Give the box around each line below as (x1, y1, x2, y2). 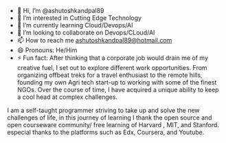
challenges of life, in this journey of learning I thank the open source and (7, 113, 212, 122)
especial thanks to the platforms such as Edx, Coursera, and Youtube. (7, 128, 205, 136)
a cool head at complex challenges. (16, 93, 118, 101)
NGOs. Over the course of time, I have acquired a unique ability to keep (16, 86, 219, 93)
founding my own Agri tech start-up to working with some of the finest (16, 78, 217, 86)
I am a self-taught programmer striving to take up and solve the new (7, 107, 201, 114)
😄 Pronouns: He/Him (16, 46, 78, 54)
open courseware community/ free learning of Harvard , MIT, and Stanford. (7, 121, 220, 129)
